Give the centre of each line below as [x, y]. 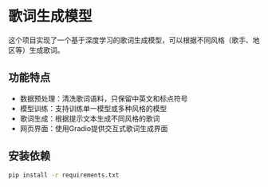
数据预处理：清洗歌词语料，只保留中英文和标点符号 [104, 98]
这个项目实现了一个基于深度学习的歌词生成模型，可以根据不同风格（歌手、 [130, 40]
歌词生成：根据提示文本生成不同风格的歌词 [90, 118]
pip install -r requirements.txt [64, 175]
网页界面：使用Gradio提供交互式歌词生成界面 [94, 128]
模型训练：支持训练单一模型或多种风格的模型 [93, 108]
